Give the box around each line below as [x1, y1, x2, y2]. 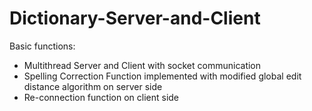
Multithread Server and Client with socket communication [23, 59, 262, 71]
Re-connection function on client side [23, 91, 180, 103]
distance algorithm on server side [23, 80, 163, 92]
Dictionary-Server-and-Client [9, 7, 261, 30]
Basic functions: [9, 40, 76, 52]
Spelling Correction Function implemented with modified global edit [23, 70, 302, 82]
